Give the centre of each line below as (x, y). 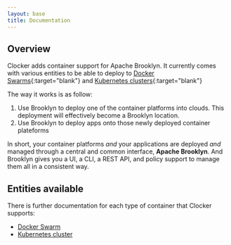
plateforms (33, 130)
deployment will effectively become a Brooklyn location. (98, 115)
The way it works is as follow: (50, 94)
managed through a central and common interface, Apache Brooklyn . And (115, 151)
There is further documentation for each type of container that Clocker (110, 206)
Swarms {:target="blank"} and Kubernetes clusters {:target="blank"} (105, 81)
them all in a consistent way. (48, 167)
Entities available (46, 188)
